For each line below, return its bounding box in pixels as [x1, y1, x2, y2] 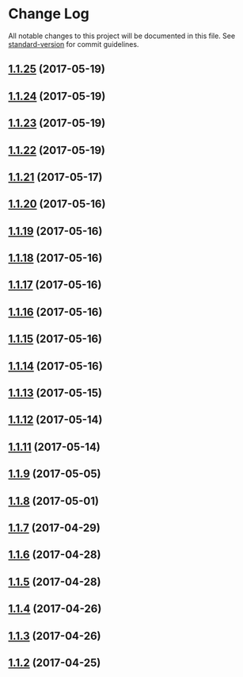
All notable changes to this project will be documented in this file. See [8, 31, 236, 40]
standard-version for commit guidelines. [8, 39, 139, 48]
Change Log [8, 5, 89, 23]
